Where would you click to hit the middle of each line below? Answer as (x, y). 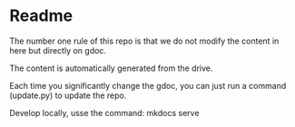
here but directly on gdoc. (58, 50)
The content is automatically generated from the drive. (111, 68)
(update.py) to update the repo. (68, 95)
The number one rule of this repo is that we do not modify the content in (144, 41)
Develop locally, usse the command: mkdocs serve (104, 112)
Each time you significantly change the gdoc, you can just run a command (148, 85)
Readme (41, 16)
